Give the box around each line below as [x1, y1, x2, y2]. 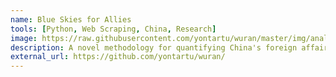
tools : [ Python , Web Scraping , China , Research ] [10, 24, 217, 34]
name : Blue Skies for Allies [10, 14, 132, 25]
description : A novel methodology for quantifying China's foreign [10, 42, 298, 53]
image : [10, 33, 38, 43]
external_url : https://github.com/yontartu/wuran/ [10, 52, 226, 62]
